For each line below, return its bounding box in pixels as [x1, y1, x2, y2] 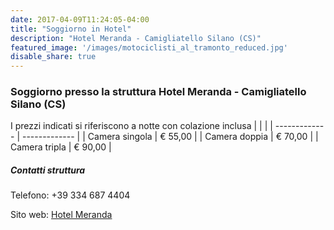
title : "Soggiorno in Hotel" [10, 24, 132, 34]
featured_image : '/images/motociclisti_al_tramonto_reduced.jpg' [10, 42, 288, 53]
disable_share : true [10, 52, 97, 62]
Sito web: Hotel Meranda [10, 209, 113, 221]
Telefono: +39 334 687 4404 [10, 189, 131, 201]
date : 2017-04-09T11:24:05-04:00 [10, 14, 150, 25]
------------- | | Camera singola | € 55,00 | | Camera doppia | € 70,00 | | [21, 131, 319, 143]
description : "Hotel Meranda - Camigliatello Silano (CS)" [10, 33, 262, 43]
